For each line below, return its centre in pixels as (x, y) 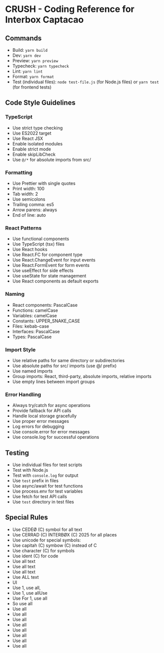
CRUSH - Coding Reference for (70, 9)
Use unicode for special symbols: (46, 540)
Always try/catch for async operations (51, 405)
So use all (22, 603)
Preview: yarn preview (35, 61)
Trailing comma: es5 (33, 204)
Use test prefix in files (35, 480)
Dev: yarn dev (27, 55)
